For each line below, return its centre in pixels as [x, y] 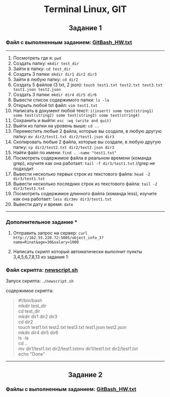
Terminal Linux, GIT [85, 9]
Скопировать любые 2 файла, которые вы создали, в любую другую [87, 142]
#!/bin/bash [30, 301]
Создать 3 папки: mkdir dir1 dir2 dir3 [55, 74]
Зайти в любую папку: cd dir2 [46, 79]
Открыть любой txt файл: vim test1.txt [55, 105]
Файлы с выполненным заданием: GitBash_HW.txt [71, 389]
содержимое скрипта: [30, 291]
